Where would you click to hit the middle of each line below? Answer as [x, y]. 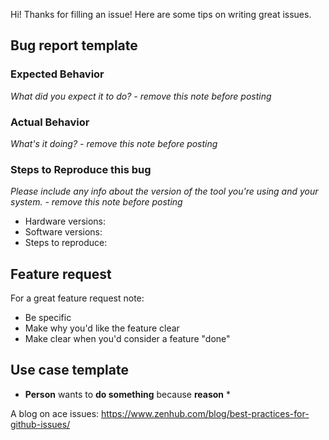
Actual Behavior [50, 122]
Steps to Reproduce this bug [81, 169]
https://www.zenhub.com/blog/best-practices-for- [205, 413]
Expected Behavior [57, 74]
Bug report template [74, 45]
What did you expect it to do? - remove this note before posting [141, 96]
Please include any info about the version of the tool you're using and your [164, 191]
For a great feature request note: [77, 298]
